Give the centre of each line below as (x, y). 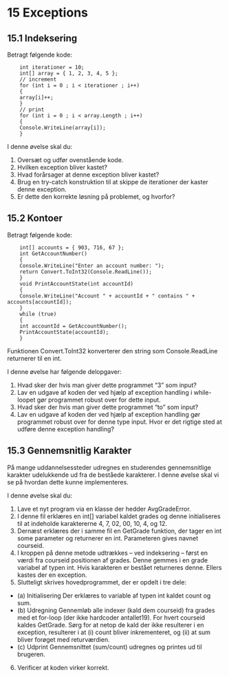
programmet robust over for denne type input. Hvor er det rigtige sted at (119, 422)
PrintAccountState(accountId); (64, 332)
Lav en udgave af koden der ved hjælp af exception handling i (105, 392)
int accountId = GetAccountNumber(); (74, 326)
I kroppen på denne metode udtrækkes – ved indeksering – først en (112, 553)
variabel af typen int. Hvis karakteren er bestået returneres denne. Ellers (119, 567)
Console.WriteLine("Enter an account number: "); (92, 266)
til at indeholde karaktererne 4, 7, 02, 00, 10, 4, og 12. (92, 523)
